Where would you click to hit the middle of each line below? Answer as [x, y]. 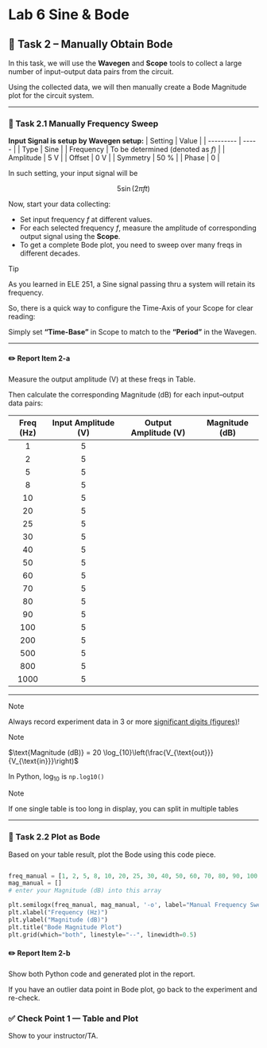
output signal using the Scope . [70, 237]
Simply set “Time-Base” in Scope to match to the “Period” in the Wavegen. [132, 332]
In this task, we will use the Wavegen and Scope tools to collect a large [125, 63]
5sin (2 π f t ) [133, 189]
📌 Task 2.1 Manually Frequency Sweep [83, 123]
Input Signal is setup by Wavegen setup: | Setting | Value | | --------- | [125, 141]
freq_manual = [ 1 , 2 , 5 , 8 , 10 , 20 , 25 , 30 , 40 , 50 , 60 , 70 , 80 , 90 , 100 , [135, 876]
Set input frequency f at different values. [86, 220]
